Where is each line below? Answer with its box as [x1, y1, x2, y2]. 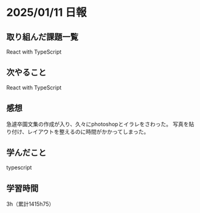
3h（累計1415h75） [6, 200, 55, 208]
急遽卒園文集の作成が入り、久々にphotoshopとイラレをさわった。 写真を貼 [6, 120, 195, 128]
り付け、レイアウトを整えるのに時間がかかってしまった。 [6, 128, 150, 135]
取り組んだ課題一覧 [6, 32, 78, 42]
